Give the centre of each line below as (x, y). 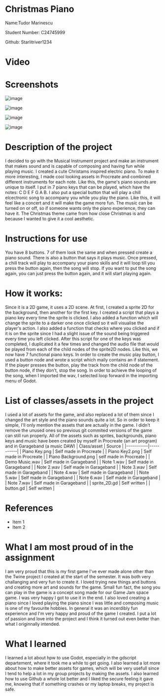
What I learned (36, 644)
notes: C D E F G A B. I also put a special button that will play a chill (73, 192)
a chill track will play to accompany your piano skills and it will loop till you (80, 263)
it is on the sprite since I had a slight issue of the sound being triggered (77, 333)
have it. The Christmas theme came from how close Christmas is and (75, 213)
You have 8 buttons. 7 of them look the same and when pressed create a (79, 252)
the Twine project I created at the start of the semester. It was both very (78, 576)
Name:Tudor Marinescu (29, 23)
